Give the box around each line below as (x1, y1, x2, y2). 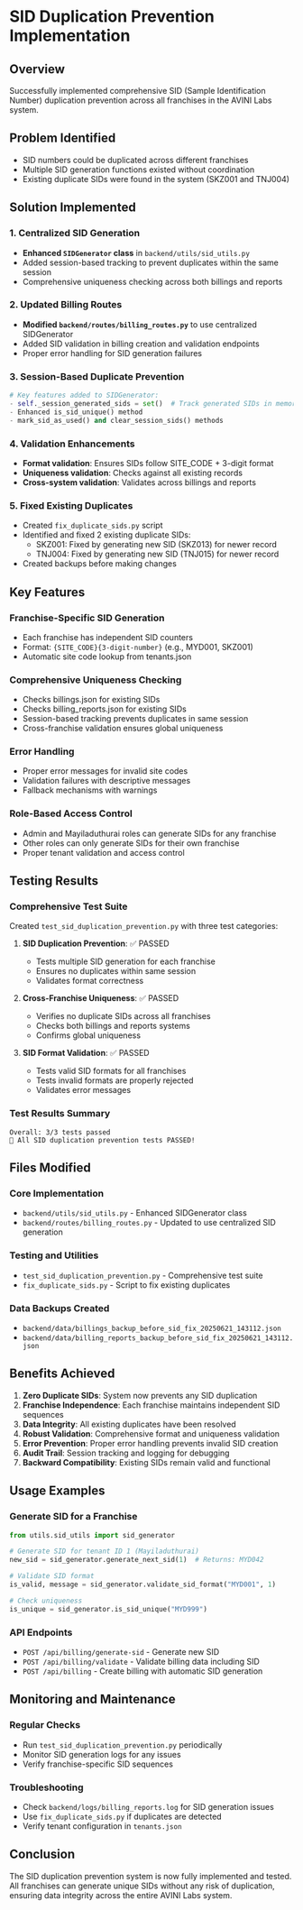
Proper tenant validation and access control (22, 847, 185, 858)
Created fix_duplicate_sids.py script (22, 520, 163, 531)
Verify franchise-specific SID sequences (22, 1758, 174, 1769)
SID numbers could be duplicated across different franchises (22, 154, 250, 165)
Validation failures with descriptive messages (22, 776, 191, 786)
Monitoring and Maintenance (9, 1692, 176, 1707)
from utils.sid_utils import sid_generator (9, 1530, 176, 1539)
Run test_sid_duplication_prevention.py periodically (22, 1739, 223, 1750)
